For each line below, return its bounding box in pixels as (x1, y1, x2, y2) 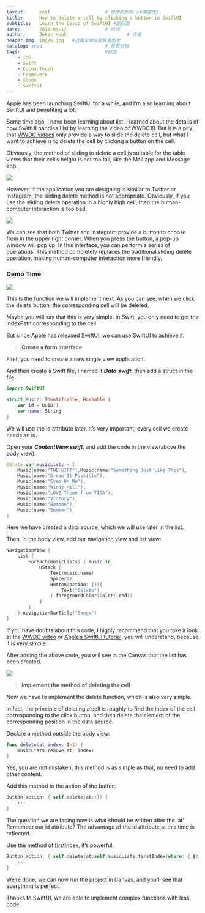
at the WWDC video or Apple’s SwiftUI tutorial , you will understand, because (6, 633, 199, 640)
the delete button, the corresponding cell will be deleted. (6, 301, 149, 309)
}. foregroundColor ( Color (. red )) (50, 593, 133, 599)
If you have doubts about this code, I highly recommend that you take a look (6, 626, 198, 634)
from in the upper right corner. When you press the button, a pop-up (6, 235, 179, 242)
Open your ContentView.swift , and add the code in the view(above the (6, 443, 186, 450)
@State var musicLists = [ (6, 461, 75, 468)
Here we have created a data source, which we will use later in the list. (6, 523, 184, 531)
